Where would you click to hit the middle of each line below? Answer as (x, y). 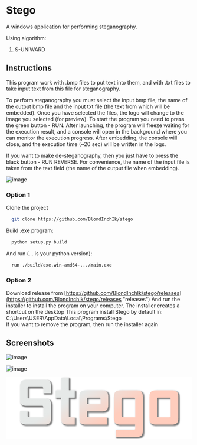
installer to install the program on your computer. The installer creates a (93, 306)
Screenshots (30, 343)
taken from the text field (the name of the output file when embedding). (93, 168)
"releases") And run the (152, 299)
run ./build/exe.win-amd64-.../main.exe (62, 265)
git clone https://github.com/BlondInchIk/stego (72, 219)
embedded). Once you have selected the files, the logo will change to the (95, 112)
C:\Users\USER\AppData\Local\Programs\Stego (64, 318)
